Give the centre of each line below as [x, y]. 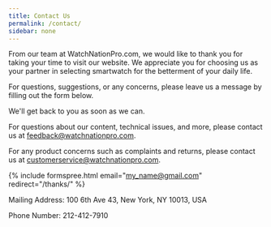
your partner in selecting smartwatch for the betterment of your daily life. [131, 71]
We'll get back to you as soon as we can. [77, 111]
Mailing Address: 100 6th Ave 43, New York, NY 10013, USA [108, 200]
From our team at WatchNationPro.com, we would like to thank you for [126, 54]
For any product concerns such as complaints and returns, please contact [132, 152]
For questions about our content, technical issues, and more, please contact [135, 127]
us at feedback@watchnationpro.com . [72, 135]
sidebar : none [32, 31]
